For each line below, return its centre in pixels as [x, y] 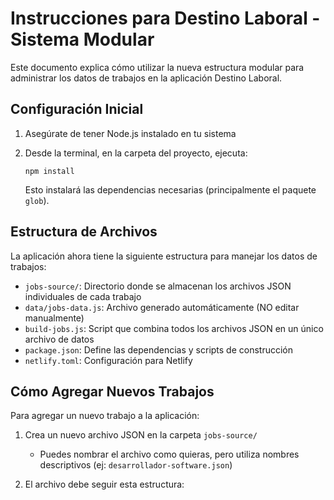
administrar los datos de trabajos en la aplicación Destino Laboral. [146, 78]
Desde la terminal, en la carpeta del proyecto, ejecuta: [136, 153]
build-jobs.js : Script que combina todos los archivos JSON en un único [174, 328]
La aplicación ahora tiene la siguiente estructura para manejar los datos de [164, 256]
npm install [49, 171]
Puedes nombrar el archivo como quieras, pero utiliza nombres [169, 454]
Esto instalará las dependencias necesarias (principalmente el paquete [170, 189]
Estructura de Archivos [84, 232]
